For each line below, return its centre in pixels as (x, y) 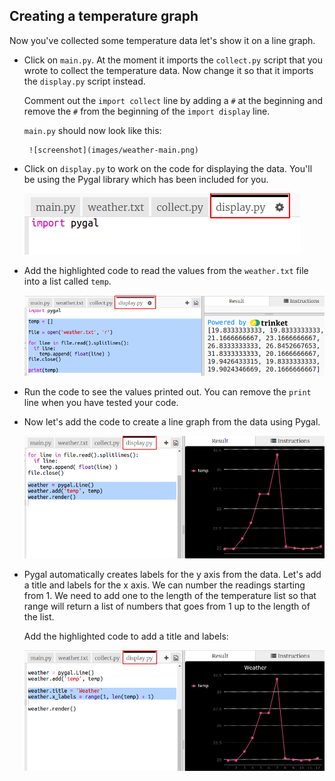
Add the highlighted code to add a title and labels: (126, 636)
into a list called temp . (67, 281)
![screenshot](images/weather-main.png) (114, 150)
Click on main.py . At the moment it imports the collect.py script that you (173, 60)
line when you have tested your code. (101, 403)
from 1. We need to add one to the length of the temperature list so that (170, 596)
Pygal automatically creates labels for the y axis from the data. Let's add (172, 575)
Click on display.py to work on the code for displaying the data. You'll (168, 168)
